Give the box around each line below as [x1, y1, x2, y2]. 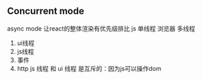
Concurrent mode [7, 5, 84, 17]
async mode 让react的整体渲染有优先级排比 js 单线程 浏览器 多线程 [7, 24, 195, 33]
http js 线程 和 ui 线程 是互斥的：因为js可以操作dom [16, 64, 162, 72]
